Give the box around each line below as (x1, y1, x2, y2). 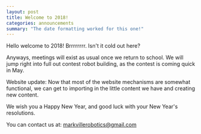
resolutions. (6, 109, 36, 116)
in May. (6, 67, 25, 74)
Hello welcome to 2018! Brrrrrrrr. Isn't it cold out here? (6, 42, 140, 49)
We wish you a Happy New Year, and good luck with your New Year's (6, 103, 178, 110)
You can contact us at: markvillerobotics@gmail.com (6, 121, 137, 129)
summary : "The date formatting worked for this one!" (6, 25, 144, 32)
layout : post (6, 8, 39, 15)
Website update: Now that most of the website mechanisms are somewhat (6, 78, 191, 86)
